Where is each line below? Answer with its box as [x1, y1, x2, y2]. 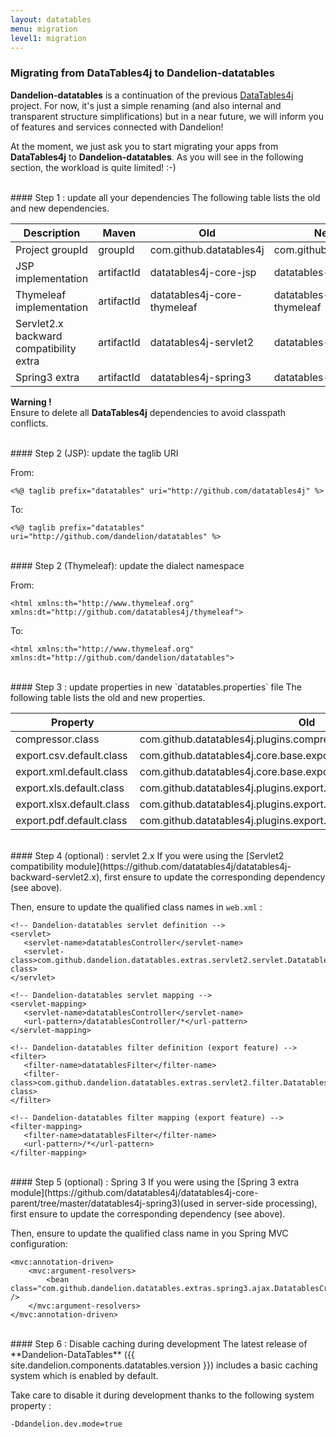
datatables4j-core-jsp [149, 265, 257, 279]
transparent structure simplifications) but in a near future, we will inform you [10, 110, 325, 122]
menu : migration [10, 24, 78, 34]
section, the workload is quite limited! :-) [10, 161, 177, 173]
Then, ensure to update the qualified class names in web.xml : [10, 901, 263, 913]
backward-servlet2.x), [10, 871, 103, 883]
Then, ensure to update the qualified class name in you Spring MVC [10, 1227, 289, 1239]
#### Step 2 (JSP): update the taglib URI [10, 447, 179, 459]
